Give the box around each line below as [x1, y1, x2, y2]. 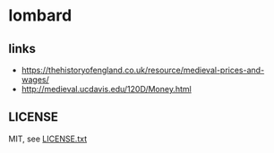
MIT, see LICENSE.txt [8, 133, 87, 144]
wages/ [21, 74, 50, 85]
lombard [8, 5, 73, 26]
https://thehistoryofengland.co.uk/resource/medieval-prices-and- [21, 64, 265, 75]
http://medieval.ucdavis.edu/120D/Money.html [21, 84, 192, 94]
